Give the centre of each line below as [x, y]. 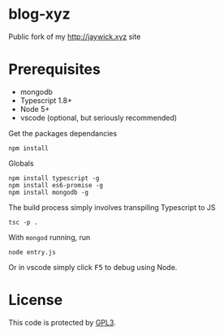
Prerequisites [55, 69]
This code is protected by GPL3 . [62, 322]
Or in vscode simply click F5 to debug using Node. [93, 267]
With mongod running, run [50, 237]
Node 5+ [35, 109]
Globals [21, 163]
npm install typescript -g [54, 178]
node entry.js [32, 252]
